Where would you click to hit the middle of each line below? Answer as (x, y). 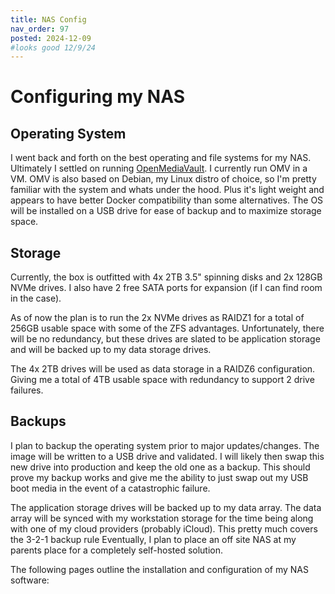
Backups (38, 421)
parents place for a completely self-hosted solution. (117, 550)
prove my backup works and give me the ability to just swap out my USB (159, 477)
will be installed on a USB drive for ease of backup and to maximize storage (166, 211)
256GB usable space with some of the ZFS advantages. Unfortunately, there (167, 328)
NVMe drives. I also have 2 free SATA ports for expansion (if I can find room (166, 288)
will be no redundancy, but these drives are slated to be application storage (165, 339)
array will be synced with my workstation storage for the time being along (162, 518)
